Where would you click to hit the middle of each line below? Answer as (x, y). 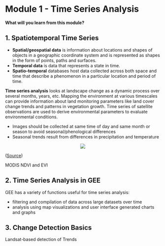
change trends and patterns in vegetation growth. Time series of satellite (79, 106)
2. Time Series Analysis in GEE (53, 180)
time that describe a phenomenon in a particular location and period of (84, 76)
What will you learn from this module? (45, 23)
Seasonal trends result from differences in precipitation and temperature (85, 137)
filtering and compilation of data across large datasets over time (77, 202)
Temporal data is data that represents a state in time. (66, 65)
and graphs (24, 212)
